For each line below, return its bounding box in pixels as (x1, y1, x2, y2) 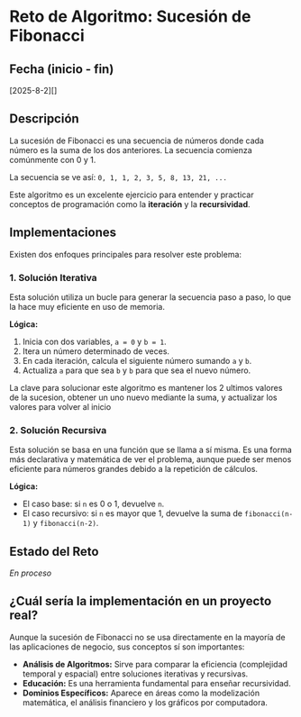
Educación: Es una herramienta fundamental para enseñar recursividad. (22, 677, 291, 688)
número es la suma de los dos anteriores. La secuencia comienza (9, 144, 252, 155)
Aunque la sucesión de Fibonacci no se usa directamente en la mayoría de (9, 631, 286, 642)
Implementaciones (9, 225, 117, 241)
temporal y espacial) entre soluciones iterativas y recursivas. (22, 668, 249, 679)
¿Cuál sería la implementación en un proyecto (9, 594, 272, 609)
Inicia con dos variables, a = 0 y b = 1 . (22, 336, 167, 347)
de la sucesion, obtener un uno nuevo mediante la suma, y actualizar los (9, 392, 278, 403)
